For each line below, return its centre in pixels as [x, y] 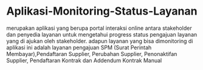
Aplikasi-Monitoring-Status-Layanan [102, 11]
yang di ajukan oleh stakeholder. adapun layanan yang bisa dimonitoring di [100, 41]
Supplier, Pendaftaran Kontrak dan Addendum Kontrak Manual [84, 60]
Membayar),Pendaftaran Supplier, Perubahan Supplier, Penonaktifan [92, 54]
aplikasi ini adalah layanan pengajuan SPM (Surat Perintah [79, 47]
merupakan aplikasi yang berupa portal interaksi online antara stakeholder [99, 28]
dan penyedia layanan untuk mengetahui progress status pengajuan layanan [102, 34]
